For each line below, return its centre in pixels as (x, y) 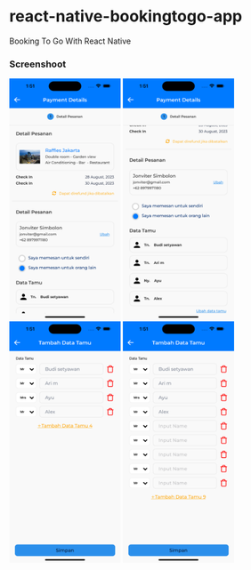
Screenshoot (38, 64)
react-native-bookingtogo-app (126, 16)
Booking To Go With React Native (70, 41)
